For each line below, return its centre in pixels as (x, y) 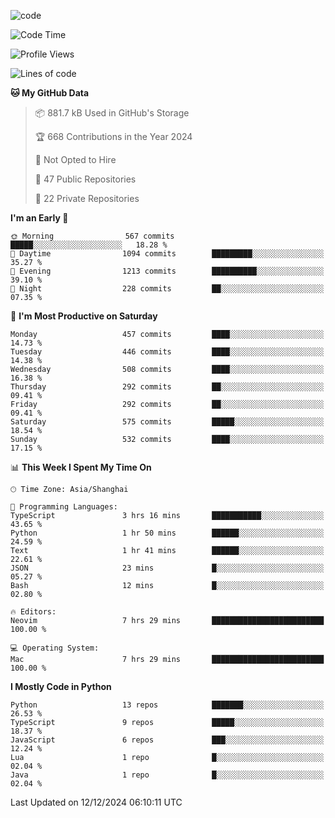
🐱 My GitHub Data (50, 93)
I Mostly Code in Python (61, 686)
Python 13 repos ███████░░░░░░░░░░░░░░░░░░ (167, 705)
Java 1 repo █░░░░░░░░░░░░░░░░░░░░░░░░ (167, 775)
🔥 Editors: (33, 612)
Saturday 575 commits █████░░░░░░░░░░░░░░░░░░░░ (167, 422)
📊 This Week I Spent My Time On (81, 467)
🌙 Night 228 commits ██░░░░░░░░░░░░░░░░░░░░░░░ (167, 289)
